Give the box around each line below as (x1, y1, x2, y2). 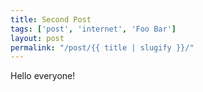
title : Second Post (10, 14, 92, 25)
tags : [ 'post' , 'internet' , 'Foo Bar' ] (10, 24, 177, 34)
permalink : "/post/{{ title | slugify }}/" (10, 42, 195, 53)
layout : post (10, 33, 65, 43)
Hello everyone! (10, 70, 76, 82)
